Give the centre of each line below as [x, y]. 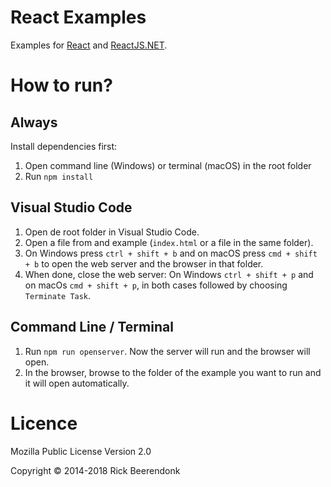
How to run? [61, 85]
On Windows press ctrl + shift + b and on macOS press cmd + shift [171, 253]
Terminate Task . [58, 295]
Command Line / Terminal [92, 327]
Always [34, 122]
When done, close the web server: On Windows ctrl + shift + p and [169, 274]
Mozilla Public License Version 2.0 [81, 451]
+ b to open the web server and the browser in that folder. [144, 263]
